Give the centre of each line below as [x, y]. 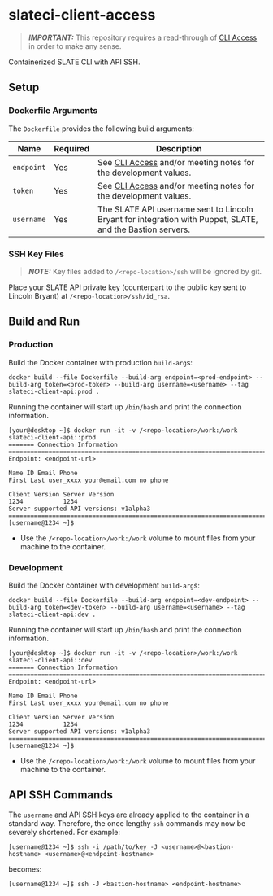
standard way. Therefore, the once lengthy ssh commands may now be [127, 823]
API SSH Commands [61, 795]
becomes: [25, 869]
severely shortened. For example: [64, 832]
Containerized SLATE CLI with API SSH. [74, 62]
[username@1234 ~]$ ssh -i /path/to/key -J [83, 847]
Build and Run [44, 322]
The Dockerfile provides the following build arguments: [102, 129]
